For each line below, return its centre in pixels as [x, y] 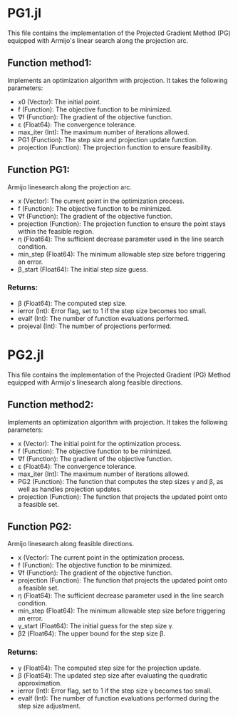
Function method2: [51, 405]
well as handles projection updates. [70, 489]
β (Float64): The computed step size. [72, 303]
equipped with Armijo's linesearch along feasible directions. [95, 382]
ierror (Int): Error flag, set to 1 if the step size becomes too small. [112, 311]
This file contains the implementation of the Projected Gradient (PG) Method [119, 375]
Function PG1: [38, 170]
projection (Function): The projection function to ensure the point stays [122, 224]
